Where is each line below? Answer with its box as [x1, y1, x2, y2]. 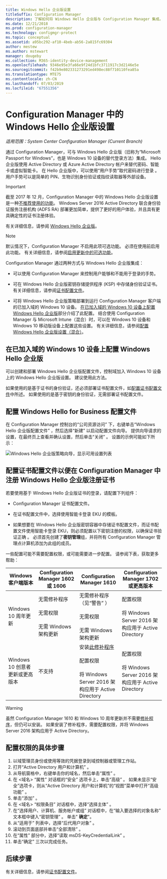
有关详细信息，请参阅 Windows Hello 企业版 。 [5, 223, 100, 229]
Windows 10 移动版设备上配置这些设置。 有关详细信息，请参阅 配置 [12, 323, 149, 329]
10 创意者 [8, 663, 31, 670]
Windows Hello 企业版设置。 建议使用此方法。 [15, 374, 110, 380]
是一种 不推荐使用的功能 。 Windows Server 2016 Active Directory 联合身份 [5, 200, 157, 206]
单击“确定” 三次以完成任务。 [12, 838, 71, 844]
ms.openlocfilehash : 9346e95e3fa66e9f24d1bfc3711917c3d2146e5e [5, 63, 139, 68]
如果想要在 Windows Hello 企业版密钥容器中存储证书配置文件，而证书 [12, 521, 155, 527]
